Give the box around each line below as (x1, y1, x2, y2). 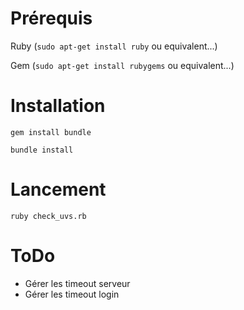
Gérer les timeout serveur (24, 277, 131, 289)
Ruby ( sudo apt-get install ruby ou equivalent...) (10, 40, 218, 52)
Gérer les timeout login (24, 288, 120, 300)
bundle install (10, 145, 74, 155)
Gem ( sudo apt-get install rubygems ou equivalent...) (10, 59, 235, 71)
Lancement (10, 178, 107, 201)
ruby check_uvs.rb (10, 211, 87, 221)
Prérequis (10, 7, 93, 30)
